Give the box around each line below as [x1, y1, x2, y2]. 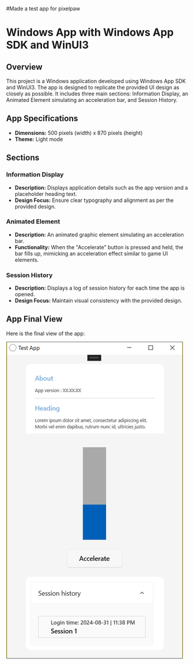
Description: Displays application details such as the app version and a [14, 184, 188, 191]
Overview [6, 62, 43, 72]
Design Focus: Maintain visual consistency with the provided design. [14, 297, 183, 304]
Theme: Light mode [14, 136, 64, 143]
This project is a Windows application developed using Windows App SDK [6, 78, 186, 85]
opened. [14, 291, 35, 298]
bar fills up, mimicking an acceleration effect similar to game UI [14, 250, 168, 257]
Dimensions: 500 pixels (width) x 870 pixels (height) [14, 129, 143, 136]
